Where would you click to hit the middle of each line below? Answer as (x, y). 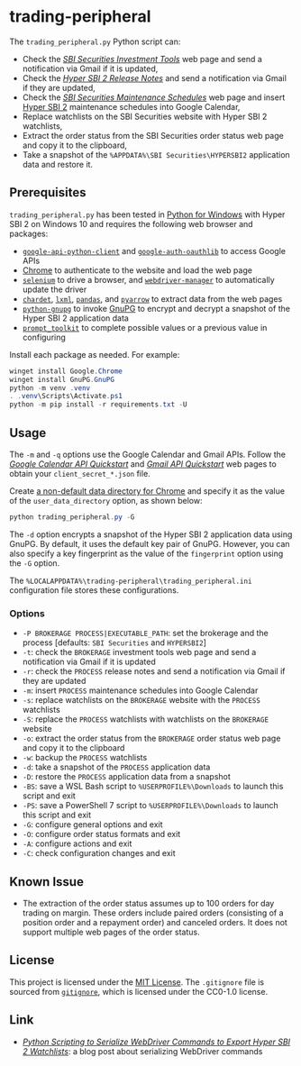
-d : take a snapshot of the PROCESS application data (116, 767)
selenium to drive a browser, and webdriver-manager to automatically (148, 279)
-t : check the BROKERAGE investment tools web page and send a (139, 652)
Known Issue (46, 882)
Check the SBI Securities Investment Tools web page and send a (142, 59)
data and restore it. (57, 164)
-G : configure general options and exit (93, 825)
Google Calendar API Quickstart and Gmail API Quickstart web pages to (143, 464)
